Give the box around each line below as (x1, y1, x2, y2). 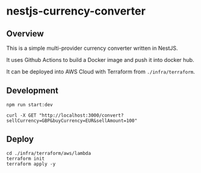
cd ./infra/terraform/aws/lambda (6, 150, 91, 156)
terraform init (6, 155, 45, 161)
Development (6, 86, 59, 96)
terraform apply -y (6, 161, 56, 167)
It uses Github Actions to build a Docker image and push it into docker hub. (6, 56, 195, 63)
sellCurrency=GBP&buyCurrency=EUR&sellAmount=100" (6, 117, 138, 124)
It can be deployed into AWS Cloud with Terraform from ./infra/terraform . (6, 68, 196, 75)
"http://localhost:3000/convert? (38, 112, 124, 118)
